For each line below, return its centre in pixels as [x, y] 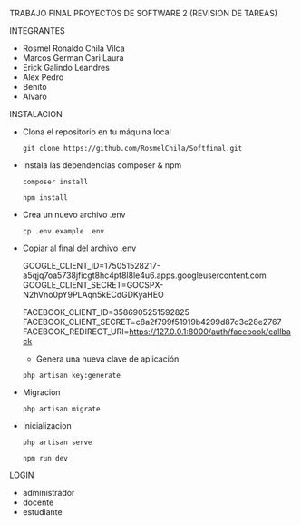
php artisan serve [57, 442]
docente [38, 502]
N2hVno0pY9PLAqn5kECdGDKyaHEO [93, 295]
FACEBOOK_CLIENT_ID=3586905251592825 [106, 312]
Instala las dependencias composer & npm [102, 165]
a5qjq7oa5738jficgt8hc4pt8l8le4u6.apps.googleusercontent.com [145, 275]
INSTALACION [36, 114]
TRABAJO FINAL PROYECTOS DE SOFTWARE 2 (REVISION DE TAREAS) [144, 13]
